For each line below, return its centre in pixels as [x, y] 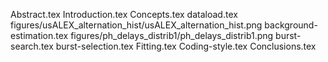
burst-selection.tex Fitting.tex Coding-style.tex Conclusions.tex [186, 46]
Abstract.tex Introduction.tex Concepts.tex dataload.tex [124, 14]
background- [291, 25]
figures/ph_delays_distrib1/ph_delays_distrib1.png [172, 35]
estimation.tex [39, 35]
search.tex [32, 46]
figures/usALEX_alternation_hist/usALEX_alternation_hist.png [136, 25]
